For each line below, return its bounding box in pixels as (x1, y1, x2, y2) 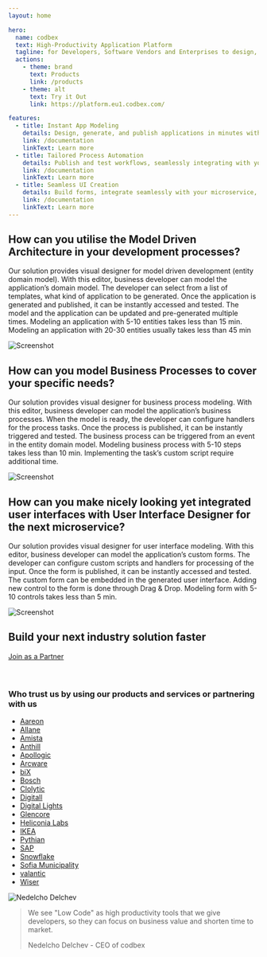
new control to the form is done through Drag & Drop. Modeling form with (8, 584, 249, 593)
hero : (8, 25, 26, 34)
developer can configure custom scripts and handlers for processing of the (8, 558, 254, 568)
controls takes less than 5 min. (17, 592, 118, 602)
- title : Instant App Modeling (15, 122, 119, 130)
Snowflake (19, 852, 55, 861)
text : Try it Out (29, 92, 87, 100)
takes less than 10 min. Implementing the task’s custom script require (8, 448, 234, 458)
